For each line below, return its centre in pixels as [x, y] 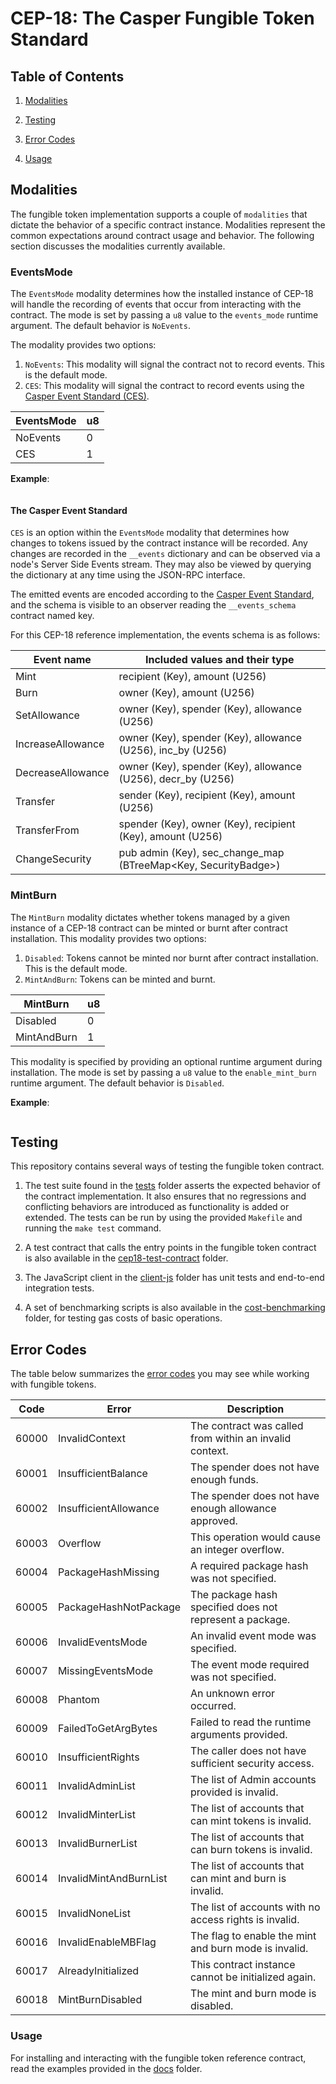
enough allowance [233, 1509]
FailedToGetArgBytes [107, 1729]
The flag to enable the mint [253, 1936]
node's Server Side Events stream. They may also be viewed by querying [161, 564]
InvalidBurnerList [97, 1844]
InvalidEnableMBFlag [107, 1942]
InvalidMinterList [96, 1815]
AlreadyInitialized [98, 1971]
